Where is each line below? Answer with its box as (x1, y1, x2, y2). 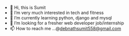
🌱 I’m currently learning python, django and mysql (9, 15, 112, 20)
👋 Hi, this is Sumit (9, 5, 46, 10)
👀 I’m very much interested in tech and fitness (9, 10, 104, 16)
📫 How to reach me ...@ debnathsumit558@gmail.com (9, 26, 122, 31)
